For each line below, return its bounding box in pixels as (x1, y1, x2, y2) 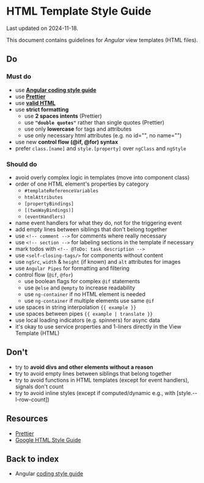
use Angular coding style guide (15, 86, 97, 93)
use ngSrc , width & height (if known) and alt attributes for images (15, 258, 181, 265)
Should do (6, 160, 38, 169)
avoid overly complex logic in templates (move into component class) (15, 173, 190, 181)
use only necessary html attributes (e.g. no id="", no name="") (24, 131, 182, 139)
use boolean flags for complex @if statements (24, 277, 140, 285)
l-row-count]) (15, 396, 50, 403)
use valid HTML (15, 99, 56, 106)
